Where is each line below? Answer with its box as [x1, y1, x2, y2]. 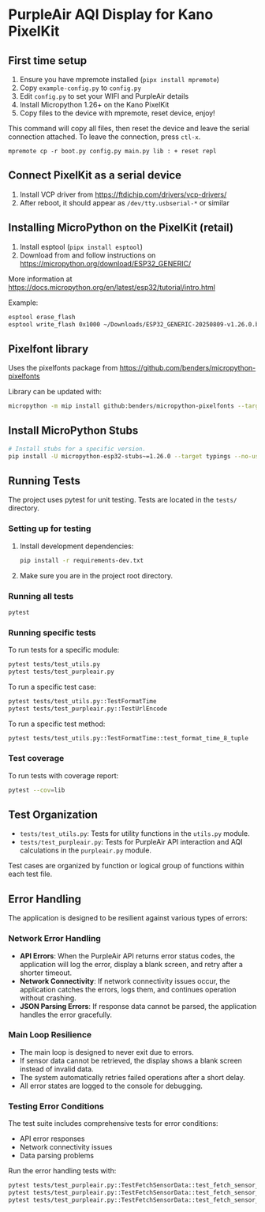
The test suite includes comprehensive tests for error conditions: [8, 1119, 218, 1128]
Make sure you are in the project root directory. [19, 570, 174, 580]
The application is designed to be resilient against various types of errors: [8, 913, 248, 923]
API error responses [19, 1134, 85, 1143]
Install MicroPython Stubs [8, 424, 139, 438]
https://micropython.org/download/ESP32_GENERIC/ [19, 258, 192, 268]
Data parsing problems [19, 1151, 95, 1161]
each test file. [8, 869, 53, 879]
